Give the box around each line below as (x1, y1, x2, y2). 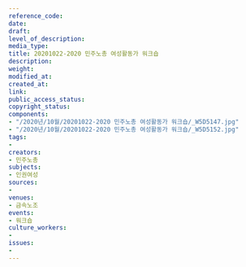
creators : (8, 148, 42, 156)
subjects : (8, 164, 42, 172)
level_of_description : (8, 34, 85, 43)
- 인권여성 (8, 171, 39, 179)
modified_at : (8, 72, 53, 81)
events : (8, 208, 35, 217)
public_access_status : (8, 95, 85, 103)
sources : (8, 178, 38, 187)
